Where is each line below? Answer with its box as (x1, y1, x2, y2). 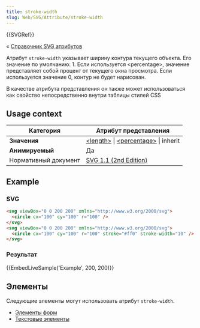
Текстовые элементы (14, 315, 70, 323)
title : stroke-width (6, 8, 58, 15)
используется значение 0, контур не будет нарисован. (6, 73, 146, 80)
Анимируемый (9, 147, 54, 155)
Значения (9, 136, 39, 145)
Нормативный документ (9, 156, 81, 165)
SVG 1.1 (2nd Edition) (86, 156, 148, 165)
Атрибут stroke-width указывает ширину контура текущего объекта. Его (6, 54, 192, 61)
